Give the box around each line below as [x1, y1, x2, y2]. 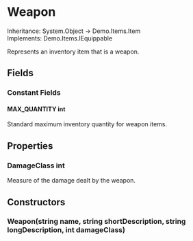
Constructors [7, 196, 66, 208]
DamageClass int [7, 161, 65, 170]
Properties [7, 140, 53, 152]
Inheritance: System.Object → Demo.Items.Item [7, 27, 141, 35]
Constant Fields [7, 88, 61, 97]
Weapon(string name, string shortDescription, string [7, 217, 186, 227]
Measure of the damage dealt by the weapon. [7, 176, 136, 185]
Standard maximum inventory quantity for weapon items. [7, 120, 168, 128]
